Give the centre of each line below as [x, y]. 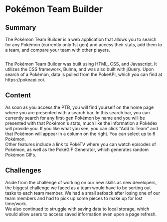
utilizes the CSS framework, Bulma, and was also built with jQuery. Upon [80, 69]
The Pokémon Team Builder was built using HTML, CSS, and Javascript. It [81, 64]
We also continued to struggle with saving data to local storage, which [77, 209]
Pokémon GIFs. [21, 154]
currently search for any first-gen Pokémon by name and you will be [75, 118]
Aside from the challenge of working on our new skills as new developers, [81, 182]
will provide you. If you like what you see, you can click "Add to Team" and [82, 128]
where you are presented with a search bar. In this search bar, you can [78, 112]
